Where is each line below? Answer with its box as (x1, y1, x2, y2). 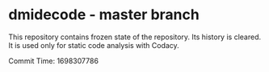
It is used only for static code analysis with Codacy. (8, 40, 179, 50)
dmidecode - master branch (8, 6, 200, 24)
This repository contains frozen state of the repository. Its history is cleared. (8, 32, 261, 42)
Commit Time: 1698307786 (8, 56, 99, 66)
